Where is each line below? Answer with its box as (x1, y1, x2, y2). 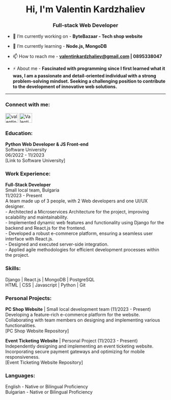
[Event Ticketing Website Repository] (5, 359, 83, 365)
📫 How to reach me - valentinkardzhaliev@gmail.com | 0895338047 (12, 54, 162, 60)
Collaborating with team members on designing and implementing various (5, 317, 160, 323)
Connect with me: (5, 101, 50, 108)
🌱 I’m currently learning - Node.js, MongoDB (12, 43, 107, 49)
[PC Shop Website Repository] (5, 328, 69, 334)
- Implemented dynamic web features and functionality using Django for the (5, 220, 164, 226)
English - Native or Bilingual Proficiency (5, 384, 88, 390)
